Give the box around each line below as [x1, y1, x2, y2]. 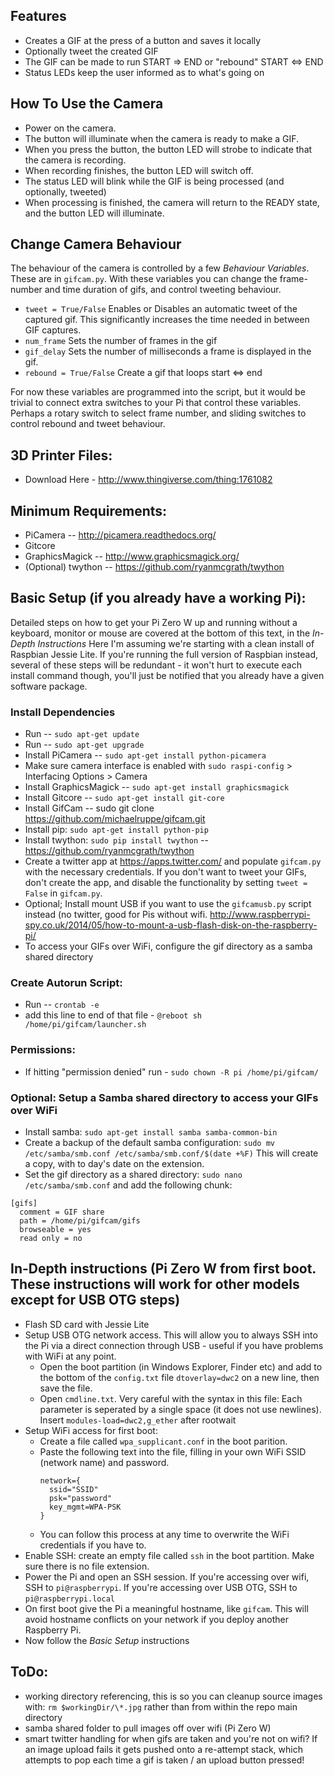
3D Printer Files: [10, 447, 113, 464]
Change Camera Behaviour [10, 236, 182, 253]
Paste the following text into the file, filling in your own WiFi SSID [39, 1445, 307, 1458]
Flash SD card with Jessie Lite [24, 1318, 150, 1330]
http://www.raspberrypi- [209, 909, 311, 921]
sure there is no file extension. [24, 1560, 150, 1572]
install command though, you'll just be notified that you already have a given [10, 669, 325, 681]
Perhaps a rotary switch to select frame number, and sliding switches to [10, 407, 307, 419]
